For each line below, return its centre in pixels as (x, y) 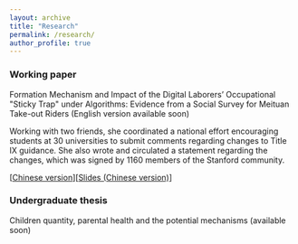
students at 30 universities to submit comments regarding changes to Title (148, 140)
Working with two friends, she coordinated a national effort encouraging (144, 131)
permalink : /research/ (52, 34)
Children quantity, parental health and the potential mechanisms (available (148, 220)
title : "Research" (44, 26)
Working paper (43, 75)
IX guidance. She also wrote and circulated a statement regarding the (139, 150)
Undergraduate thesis (58, 201)
